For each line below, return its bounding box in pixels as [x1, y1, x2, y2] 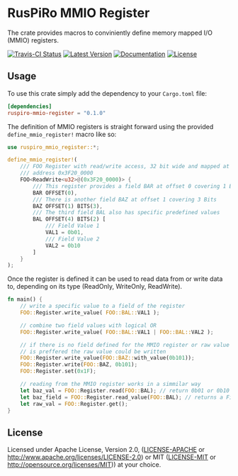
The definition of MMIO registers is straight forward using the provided [7, 122, 214, 131]
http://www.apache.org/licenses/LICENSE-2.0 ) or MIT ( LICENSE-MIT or [7, 453, 216, 462]
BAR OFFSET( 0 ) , [33, 189, 78, 197]
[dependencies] [7, 103, 52, 110]
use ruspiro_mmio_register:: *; [7, 143, 100, 150]
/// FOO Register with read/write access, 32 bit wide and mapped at [20, 163, 230, 170]
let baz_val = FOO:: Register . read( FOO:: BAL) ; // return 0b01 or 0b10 [20, 387, 230, 394]
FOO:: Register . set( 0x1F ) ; [20, 367, 97, 375]
